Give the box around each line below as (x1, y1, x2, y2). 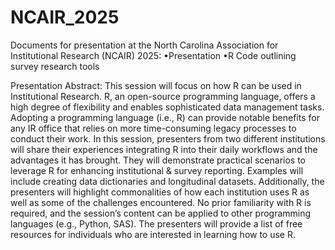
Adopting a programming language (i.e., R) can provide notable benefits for (10, 111, 320, 123)
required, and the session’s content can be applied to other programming (10, 207, 312, 219)
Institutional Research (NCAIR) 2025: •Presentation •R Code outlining (10, 49, 297, 61)
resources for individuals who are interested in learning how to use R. (10, 228, 297, 240)
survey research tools (10, 60, 100, 72)
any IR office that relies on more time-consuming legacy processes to (10, 122, 297, 134)
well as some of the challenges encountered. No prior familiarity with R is (10, 196, 312, 208)
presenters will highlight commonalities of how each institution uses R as (10, 186, 310, 198)
